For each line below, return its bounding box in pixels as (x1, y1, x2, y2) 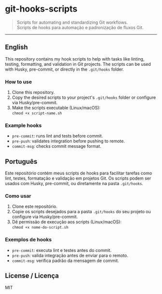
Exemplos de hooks (5, 236, 52, 243)
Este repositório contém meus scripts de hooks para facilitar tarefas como (5, 170, 152, 176)
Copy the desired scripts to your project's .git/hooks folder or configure (12, 94, 156, 100)
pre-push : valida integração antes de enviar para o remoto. (12, 252, 129, 258)
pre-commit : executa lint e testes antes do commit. (12, 247, 112, 253)
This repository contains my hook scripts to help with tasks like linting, (5, 56, 145, 62)
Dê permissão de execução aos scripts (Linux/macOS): (12, 219, 122, 225)
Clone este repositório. (12, 203, 58, 209)
